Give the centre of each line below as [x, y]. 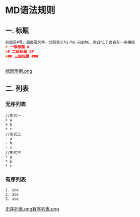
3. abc [12, 199]
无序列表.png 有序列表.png [32, 209]
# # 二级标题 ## [20, 51]
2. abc [12, 195]
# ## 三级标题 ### [22, 56]
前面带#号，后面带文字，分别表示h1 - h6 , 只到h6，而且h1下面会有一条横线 [70, 42]
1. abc [12, 190]
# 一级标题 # [17, 47]
